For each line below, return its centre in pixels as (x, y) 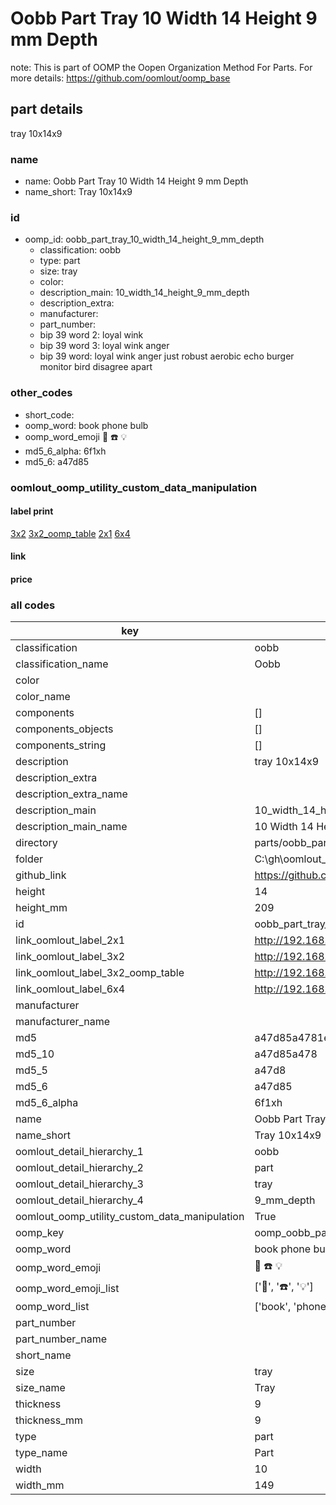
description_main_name (71, 827)
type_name (41, 1453)
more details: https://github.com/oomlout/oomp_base (120, 78)
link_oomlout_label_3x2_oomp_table (100, 973)
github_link (41, 875)
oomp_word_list (52, 1307)
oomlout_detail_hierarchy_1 (79, 1152)
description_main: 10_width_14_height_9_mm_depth (144, 293)
